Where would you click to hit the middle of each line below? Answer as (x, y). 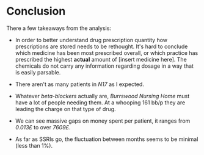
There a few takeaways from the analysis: (59, 28)
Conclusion (36, 11)
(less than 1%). (34, 145)
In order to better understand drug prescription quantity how (91, 40)
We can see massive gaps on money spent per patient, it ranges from (103, 121)
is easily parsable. (38, 72)
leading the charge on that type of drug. (65, 109)
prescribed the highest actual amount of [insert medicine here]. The (101, 59)
